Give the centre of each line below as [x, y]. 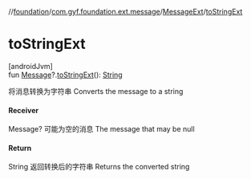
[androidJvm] [31, 66]
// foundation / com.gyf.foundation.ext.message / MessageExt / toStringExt [125, 12]
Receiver [23, 110]
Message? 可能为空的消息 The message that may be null [101, 129]
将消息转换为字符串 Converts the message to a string [96, 91]
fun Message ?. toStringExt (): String [65, 75]
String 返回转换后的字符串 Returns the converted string [99, 167]
